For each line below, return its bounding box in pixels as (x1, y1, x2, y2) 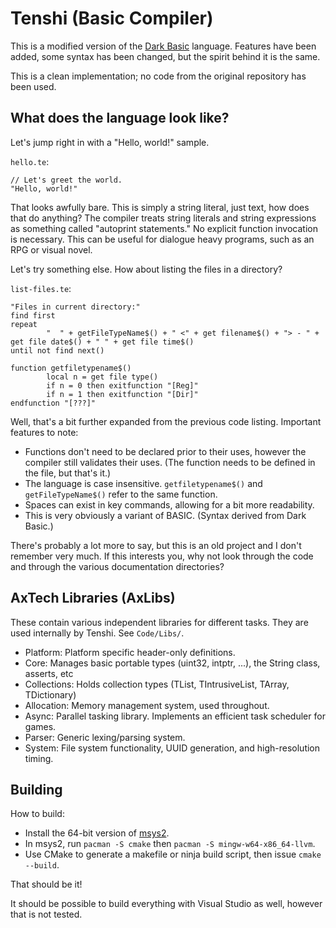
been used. (10, 80, 57, 92)
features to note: (10, 426, 79, 438)
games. (24, 720, 57, 732)
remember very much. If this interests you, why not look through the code (10, 550, 314, 562)
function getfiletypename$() (10, 363, 132, 373)
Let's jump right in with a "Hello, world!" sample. (10, 136, 210, 148)
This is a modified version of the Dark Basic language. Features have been (10, 40, 317, 52)
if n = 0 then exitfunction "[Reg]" (46, 380, 199, 391)
